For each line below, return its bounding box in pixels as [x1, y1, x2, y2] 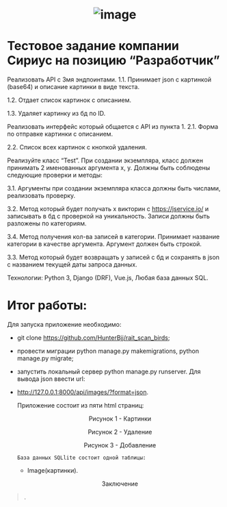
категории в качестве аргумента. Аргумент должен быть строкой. [7, 240, 202, 248]
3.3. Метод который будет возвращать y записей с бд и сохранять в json [7, 253, 220, 262]
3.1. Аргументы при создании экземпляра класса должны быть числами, [7, 184, 221, 193]
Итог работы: [7, 298, 88, 313]
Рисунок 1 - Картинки [88, 415, 152, 423]
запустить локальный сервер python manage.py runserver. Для [16, 367, 201, 376]
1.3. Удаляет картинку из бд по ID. [7, 110, 106, 118]
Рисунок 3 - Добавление [83, 441, 157, 449]
